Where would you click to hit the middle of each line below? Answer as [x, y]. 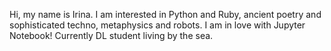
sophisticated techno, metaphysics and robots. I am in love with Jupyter [157, 25]
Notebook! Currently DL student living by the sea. [111, 35]
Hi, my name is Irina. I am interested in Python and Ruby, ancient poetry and [165, 14]
